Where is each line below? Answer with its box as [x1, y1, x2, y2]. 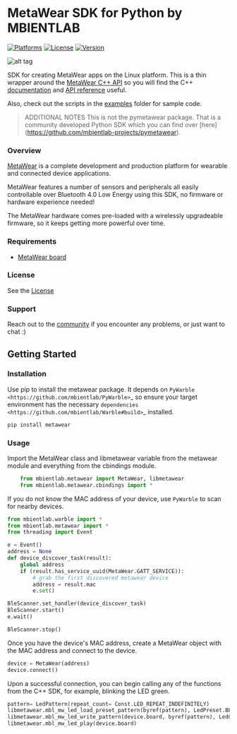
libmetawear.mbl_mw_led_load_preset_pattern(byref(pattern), [7, 707, 191, 714]
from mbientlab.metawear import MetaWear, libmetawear [20, 475, 185, 482]
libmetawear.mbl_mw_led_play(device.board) [7, 720, 138, 728]
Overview [7, 145, 42, 155]
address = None [7, 548, 52, 555]
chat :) [7, 327, 26, 336]
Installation [7, 369, 47, 379]
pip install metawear [7, 421, 71, 428]
